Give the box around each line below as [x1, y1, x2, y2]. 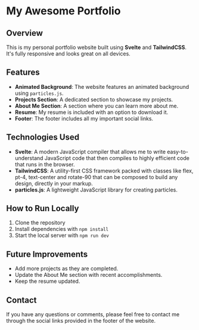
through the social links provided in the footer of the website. [6, 317, 156, 325]
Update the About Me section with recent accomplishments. [14, 272, 163, 279]
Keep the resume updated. [14, 277, 80, 285]
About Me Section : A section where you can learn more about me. [14, 102, 179, 109]
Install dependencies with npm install [14, 226, 109, 233]
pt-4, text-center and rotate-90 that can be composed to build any [14, 173, 178, 180]
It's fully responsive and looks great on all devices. [6, 50, 131, 57]
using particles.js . [14, 90, 64, 97]
